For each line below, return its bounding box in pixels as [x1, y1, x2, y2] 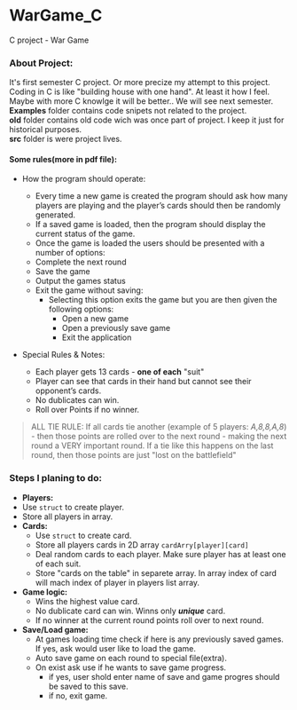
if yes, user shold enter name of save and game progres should [48, 671, 280, 682]
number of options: [35, 248, 106, 258]
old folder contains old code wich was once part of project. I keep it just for [9, 114, 285, 125]
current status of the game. [35, 228, 136, 240]
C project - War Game [9, 35, 90, 45]
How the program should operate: [21, 174, 146, 185]
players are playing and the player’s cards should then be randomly [35, 201, 281, 211]
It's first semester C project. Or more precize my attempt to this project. [9, 77, 270, 88]
